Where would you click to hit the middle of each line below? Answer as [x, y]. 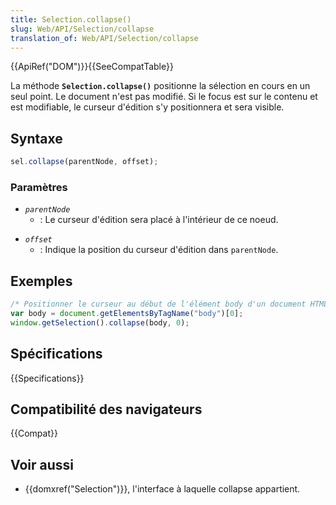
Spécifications [56, 354]
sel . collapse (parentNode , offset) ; [84, 162]
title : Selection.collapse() [71, 19]
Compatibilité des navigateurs [106, 409]
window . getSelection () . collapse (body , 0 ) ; [100, 322]
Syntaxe [36, 138]
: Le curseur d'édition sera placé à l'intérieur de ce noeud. [159, 220]
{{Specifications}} [47, 378]
